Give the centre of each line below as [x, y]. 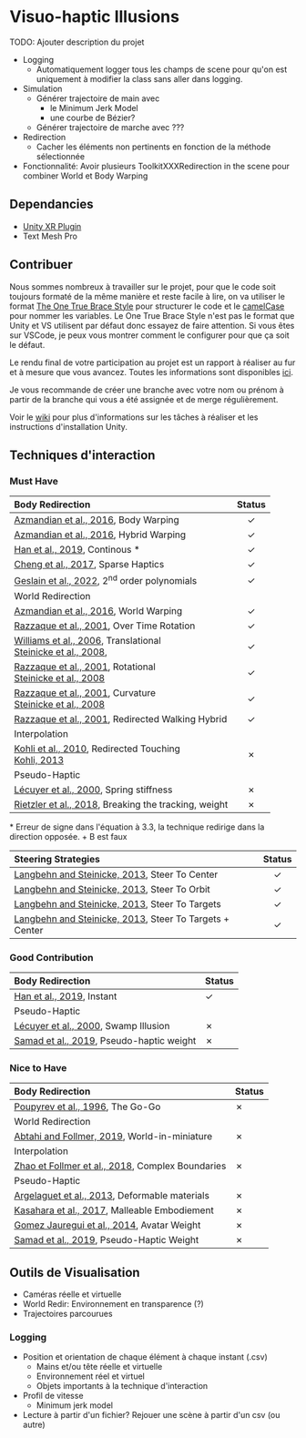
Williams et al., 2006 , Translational [87, 640]
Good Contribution [51, 957]
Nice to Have [38, 1067]
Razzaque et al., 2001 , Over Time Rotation [105, 626]
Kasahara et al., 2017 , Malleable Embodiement [114, 1210]
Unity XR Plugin [52, 226]
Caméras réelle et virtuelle [72, 1294]
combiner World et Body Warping [85, 176]
